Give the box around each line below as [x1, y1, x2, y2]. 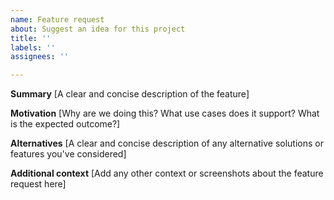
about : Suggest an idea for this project [10, 24, 186, 34]
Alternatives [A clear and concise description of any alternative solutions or [10, 137, 324, 150]
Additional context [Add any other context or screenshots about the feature [10, 167, 324, 180]
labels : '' [10, 42, 56, 53]
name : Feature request [10, 14, 105, 25]
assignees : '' [10, 52, 70, 62]
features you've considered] [10, 148, 127, 160]
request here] [10, 178, 67, 190]
